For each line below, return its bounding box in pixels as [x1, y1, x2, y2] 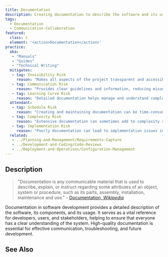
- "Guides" [11, 58, 35, 63]
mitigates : [9, 68, 32, 73]
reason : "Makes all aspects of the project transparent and [16, 77, 144, 82]
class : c [9, 35, 28, 40]
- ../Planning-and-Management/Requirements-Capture [11, 137, 122, 142]
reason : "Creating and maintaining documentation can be [16, 109, 137, 115]
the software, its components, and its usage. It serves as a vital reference [5, 209, 156, 215]
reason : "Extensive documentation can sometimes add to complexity [16, 118, 160, 124]
